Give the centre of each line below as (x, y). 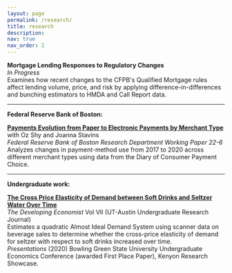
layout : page (26, 13)
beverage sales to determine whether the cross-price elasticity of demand (113, 234)
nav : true (21, 39)
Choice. (18, 164)
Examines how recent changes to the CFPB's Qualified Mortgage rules (107, 80)
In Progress (23, 72)
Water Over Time (32, 205)
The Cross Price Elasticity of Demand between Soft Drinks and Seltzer (110, 198)
